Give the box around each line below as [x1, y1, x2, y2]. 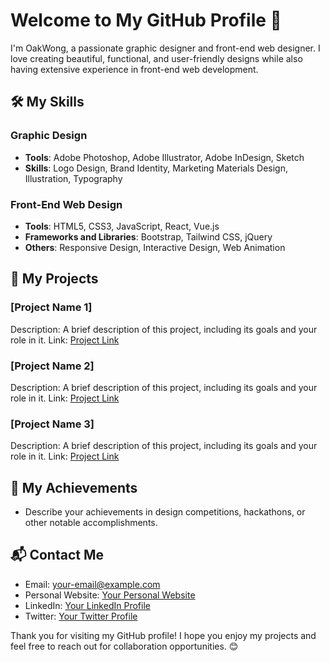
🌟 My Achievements [10, 479, 138, 496]
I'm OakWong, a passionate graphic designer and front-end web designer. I [10, 42, 321, 54]
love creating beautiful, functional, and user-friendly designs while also [10, 52, 303, 64]
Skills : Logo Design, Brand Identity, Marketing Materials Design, [24, 162, 288, 174]
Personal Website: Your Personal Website [24, 589, 196, 601]
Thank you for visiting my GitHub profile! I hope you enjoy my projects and [10, 629, 317, 641]
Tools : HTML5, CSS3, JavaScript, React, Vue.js [24, 220, 220, 232]
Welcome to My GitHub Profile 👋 [10, 9, 282, 32]
